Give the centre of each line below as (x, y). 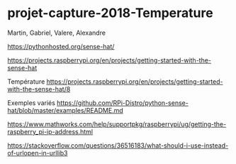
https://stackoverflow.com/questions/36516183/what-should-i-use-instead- (118, 145)
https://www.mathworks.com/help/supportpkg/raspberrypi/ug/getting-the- (117, 124)
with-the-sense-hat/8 (39, 89)
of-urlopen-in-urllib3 (38, 153)
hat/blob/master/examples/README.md (65, 110)
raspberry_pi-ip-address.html (50, 131)
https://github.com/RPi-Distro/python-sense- (123, 103)
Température (26, 81)
